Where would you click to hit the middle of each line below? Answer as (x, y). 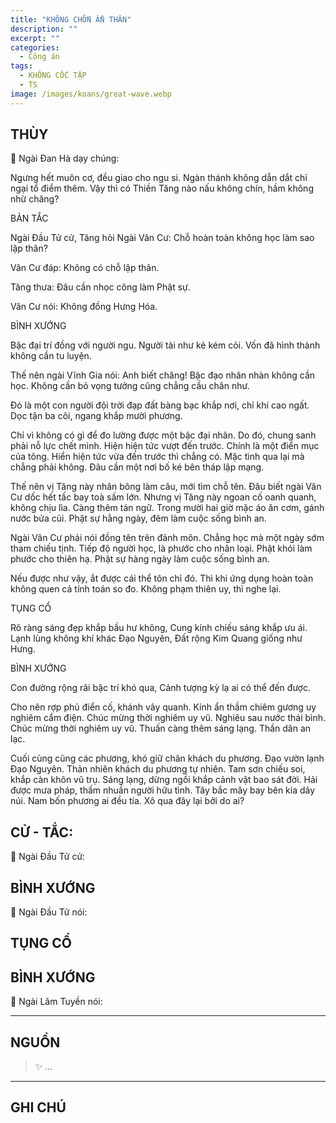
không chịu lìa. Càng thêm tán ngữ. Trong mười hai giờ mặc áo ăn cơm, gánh (167, 508)
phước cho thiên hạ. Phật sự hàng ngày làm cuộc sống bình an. (140, 559)
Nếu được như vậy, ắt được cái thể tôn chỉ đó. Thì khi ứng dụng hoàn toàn (162, 578)
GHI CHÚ (38, 1107)
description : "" (44, 29)
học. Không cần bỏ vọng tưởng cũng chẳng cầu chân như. (130, 386)
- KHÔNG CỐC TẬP (53, 76)
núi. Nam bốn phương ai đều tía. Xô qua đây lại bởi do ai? (127, 801)
